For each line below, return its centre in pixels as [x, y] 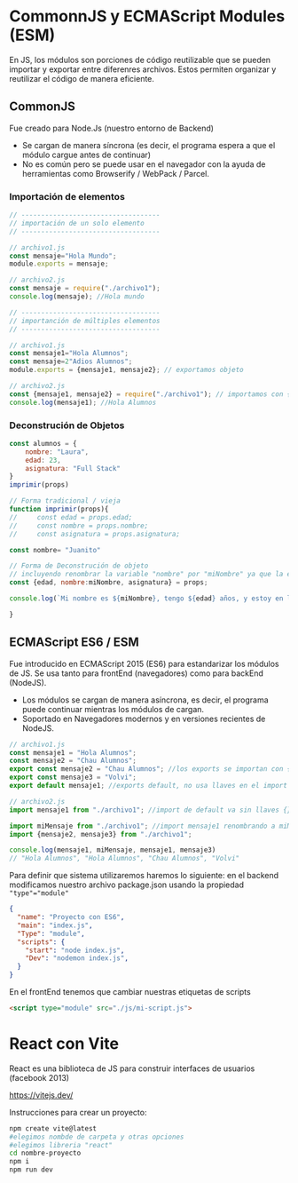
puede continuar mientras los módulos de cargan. [113, 709]
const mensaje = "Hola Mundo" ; [63, 256]
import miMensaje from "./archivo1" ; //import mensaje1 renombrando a [142, 826]
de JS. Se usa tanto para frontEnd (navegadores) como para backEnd [137, 673]
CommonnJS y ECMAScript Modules [147, 16]
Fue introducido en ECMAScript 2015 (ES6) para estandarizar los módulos [144, 663]
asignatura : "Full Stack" [73, 468]
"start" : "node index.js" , [75, 950]
